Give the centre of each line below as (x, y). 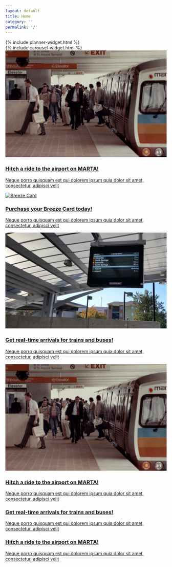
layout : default (23, 11)
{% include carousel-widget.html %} (44, 48)
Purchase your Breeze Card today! (49, 209)
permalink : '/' (21, 27)
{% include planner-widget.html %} (43, 42)
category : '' (19, 22)
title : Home (18, 16)
